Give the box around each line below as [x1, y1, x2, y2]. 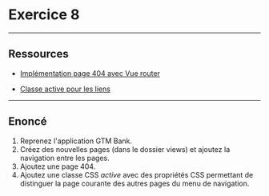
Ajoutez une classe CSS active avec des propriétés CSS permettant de [19, 170, 254, 179]
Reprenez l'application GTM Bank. [19, 136, 133, 146]
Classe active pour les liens [19, 84, 110, 94]
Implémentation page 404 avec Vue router [19, 68, 160, 78]
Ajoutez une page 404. [19, 162, 96, 171]
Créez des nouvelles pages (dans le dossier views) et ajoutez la [19, 144, 231, 154]
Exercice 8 [8, 6, 80, 24]
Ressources [8, 47, 70, 61]
